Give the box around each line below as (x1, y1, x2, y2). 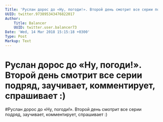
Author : (5, 16, 21, 21)
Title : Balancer (14, 20, 47, 26)
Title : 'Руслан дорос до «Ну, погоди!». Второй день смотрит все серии (5, 7, 153, 12)
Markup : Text (5, 39, 32, 44)
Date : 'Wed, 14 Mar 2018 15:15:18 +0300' (5, 30, 90, 34)
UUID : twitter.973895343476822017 (5, 12, 75, 16)
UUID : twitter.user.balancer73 (14, 25, 77, 30)
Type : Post (5, 34, 27, 39)
